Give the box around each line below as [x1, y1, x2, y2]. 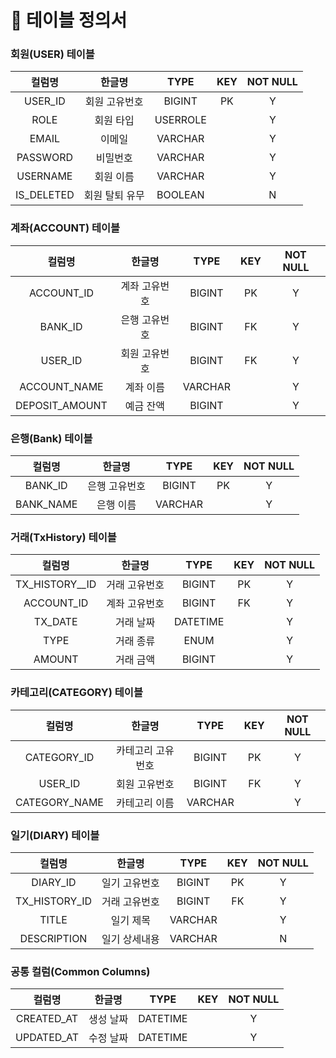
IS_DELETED [15, 188, 75, 202]
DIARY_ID [31, 875, 77, 889]
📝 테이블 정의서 [10, 9, 128, 32]
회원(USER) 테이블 [10, 47, 95, 61]
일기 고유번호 [101, 876, 160, 890]
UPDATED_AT [15, 1031, 79, 1045]
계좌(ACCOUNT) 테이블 [10, 221, 121, 235]
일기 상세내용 [101, 932, 160, 946]
